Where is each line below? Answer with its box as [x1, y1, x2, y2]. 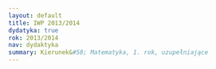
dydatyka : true [8, 26, 59, 34]
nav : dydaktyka [8, 41, 59, 49]
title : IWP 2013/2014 [8, 19, 81, 27]
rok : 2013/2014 [8, 33, 59, 42]
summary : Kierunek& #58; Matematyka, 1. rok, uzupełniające [8, 48, 209, 56]
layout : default [8, 11, 62, 20]
